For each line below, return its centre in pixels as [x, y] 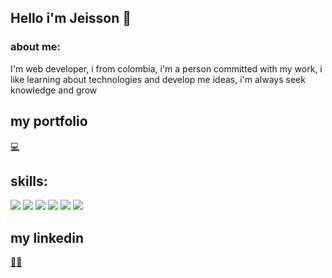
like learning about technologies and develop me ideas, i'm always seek [158, 79]
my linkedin [47, 237]
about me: [36, 47]
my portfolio [49, 121]
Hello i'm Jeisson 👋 [71, 18]
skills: [29, 181]
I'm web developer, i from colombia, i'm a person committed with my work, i [166, 68]
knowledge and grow [54, 90]
